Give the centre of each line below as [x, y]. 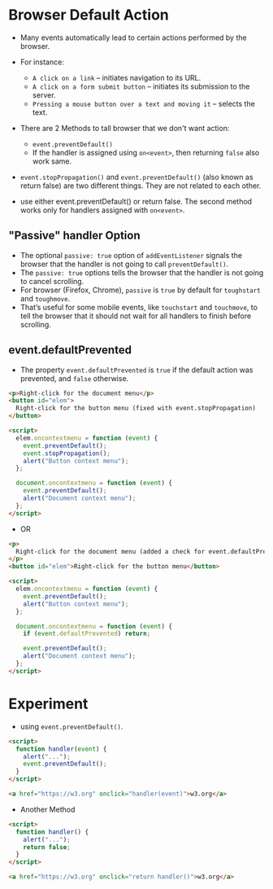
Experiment [48, 704]
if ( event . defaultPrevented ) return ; [87, 634]
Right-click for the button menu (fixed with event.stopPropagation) [136, 409]
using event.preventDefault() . [71, 726]
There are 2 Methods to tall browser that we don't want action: [125, 128]
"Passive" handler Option [74, 236]
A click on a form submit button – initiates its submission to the [141, 86]
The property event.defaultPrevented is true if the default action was [136, 370]
